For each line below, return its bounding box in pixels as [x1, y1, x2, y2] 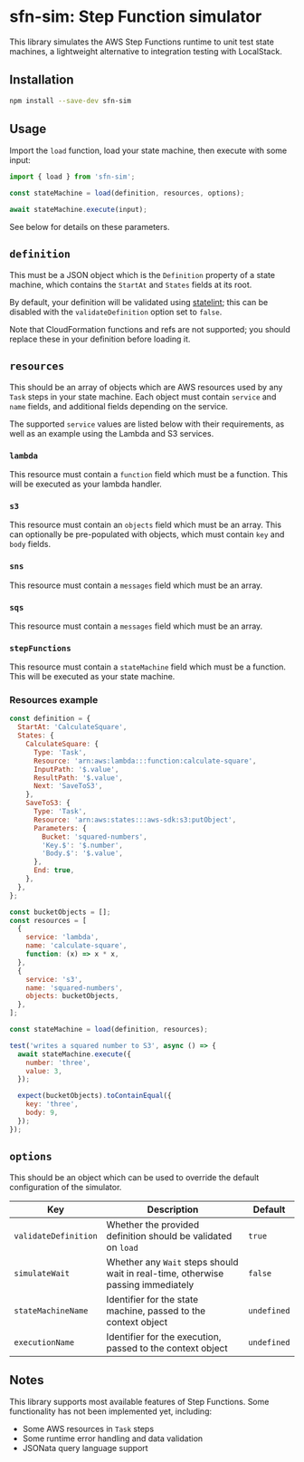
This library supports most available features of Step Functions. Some [9, 1397, 270, 1408]
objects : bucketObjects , [25, 992, 119, 1001]
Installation [9, 72, 74, 88]
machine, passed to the [106, 1304, 206, 1317]
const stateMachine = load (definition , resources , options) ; [9, 188, 245, 198]
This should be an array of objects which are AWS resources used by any [9, 381, 283, 392]
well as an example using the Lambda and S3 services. [9, 428, 214, 438]
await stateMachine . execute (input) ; [9, 206, 147, 215]
